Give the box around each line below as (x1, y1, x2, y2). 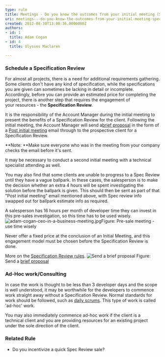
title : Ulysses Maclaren (9, 44, 60, 49)
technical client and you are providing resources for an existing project (5, 317, 148, 323)
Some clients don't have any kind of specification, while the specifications (5, 81, 155, 87)
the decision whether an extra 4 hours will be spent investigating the (5, 182, 144, 188)
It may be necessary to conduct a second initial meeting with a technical (5, 157, 151, 163)
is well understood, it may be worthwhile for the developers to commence (5, 287, 154, 293)
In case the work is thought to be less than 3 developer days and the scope (5, 282, 158, 288)
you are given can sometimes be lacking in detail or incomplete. (5, 86, 134, 92)
